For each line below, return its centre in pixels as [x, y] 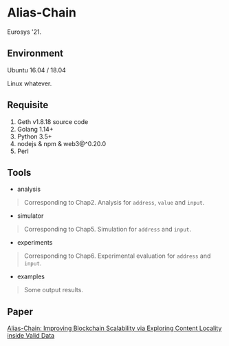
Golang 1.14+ [35, 129]
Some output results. [54, 290]
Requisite [28, 105]
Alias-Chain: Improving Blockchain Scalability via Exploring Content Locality [115, 328]
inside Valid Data [31, 336]
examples [31, 276]
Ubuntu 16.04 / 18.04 [37, 70]
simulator [30, 216]
